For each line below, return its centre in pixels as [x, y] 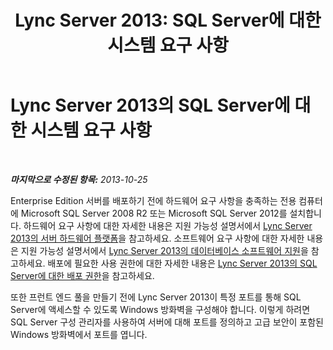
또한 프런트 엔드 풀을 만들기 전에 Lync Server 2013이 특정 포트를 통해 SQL [156, 297]
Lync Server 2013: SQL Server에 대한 [168, 20]
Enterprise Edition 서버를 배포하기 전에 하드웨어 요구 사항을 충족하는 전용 [153, 200]
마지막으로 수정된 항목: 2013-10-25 [79, 179]
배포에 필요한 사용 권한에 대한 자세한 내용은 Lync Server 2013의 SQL [182, 263]
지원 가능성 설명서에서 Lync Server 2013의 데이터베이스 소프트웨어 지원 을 [164, 250]
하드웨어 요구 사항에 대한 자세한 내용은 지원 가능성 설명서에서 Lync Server [168, 225]
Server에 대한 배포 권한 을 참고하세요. [82, 275]
